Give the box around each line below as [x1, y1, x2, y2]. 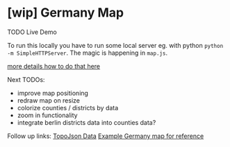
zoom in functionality [17, 111, 78, 119]
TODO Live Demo [7, 28, 57, 36]
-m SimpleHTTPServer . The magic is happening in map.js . [7, 49, 168, 57]
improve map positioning [17, 89, 89, 97]
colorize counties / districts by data [17, 103, 119, 112]
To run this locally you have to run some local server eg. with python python [7, 41, 224, 49]
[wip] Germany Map [7, 5, 124, 21]
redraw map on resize [17, 96, 81, 105]
